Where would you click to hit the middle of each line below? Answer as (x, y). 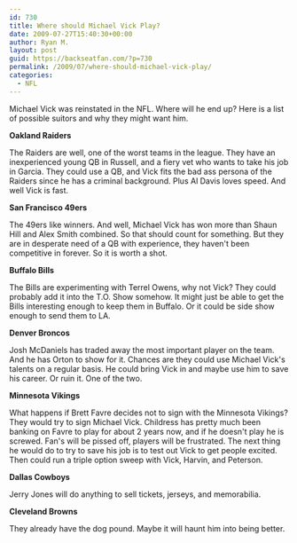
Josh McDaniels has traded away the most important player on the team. (142, 350)
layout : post (33, 51)
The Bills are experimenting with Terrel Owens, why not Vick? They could (143, 287)
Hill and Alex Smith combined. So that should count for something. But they (147, 234)
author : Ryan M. (39, 42)
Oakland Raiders (40, 135)
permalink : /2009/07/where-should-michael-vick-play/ (111, 67)
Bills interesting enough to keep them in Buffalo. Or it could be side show (142, 306)
